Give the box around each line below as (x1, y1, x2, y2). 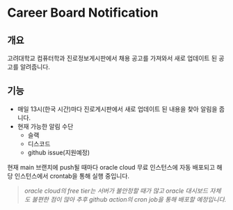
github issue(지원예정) (27, 148, 90, 156)
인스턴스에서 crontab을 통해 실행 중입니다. (14, 172, 130, 180)
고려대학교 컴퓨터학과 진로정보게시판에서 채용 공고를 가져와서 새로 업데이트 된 (7, 54, 218, 62)
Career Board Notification (7, 5, 159, 21)
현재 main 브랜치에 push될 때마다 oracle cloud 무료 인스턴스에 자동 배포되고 (7, 163, 216, 171)
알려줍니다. (19, 63, 51, 71)
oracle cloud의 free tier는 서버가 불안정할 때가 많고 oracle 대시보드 (24, 186, 209, 195)
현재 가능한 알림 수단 (17, 122, 74, 130)
